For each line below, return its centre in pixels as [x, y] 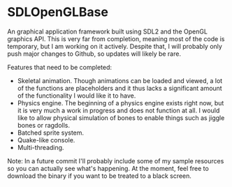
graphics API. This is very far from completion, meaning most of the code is [116, 38]
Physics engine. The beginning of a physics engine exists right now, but [121, 103]
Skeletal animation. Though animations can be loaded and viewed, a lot [120, 80]
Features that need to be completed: [60, 67]
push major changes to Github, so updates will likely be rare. [94, 54]
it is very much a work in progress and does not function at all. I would [118, 110]
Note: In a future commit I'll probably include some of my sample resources [116, 160]
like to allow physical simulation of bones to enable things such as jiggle [121, 118]
